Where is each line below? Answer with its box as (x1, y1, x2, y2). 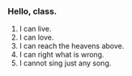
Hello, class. (7, 6, 57, 17)
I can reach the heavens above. (19, 41, 125, 51)
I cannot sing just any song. (19, 58, 112, 68)
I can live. (19, 24, 52, 34)
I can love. (19, 32, 54, 42)
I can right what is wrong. (19, 50, 104, 60)
